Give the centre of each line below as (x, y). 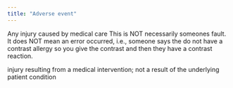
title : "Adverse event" (42, 14)
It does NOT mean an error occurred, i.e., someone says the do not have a (115, 41)
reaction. (20, 56)
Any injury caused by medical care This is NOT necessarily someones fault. (117, 34)
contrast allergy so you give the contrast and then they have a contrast (110, 48)
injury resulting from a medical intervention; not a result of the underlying (113, 69)
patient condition (32, 77)
